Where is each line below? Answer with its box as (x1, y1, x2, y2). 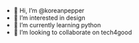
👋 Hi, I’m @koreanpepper (13, 7, 85, 14)
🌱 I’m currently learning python (13, 21, 101, 29)
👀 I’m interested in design (13, 14, 86, 22)
